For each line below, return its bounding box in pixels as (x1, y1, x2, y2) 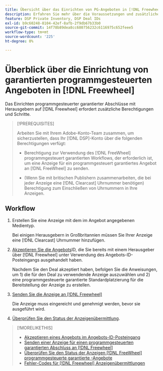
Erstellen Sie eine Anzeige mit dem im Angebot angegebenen (12, 217, 135, 223)
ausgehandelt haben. (40, 257, 83, 263)
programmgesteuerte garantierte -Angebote (24, 355, 113, 361)
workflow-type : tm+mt (5, 30, 49, 35)
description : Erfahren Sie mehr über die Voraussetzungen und (5, 12, 133, 17)
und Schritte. (5, 111, 31, 117)
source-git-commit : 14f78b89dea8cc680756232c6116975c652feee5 (5, 25, 133, 30)
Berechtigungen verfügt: (16, 140, 66, 146)
